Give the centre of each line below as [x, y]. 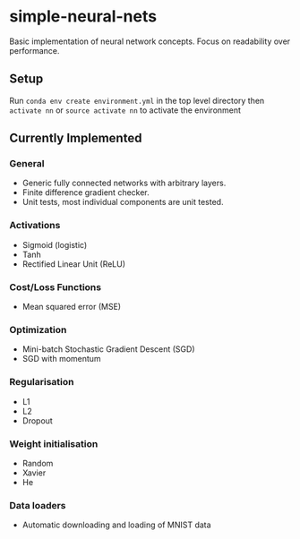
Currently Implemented [76, 138]
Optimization [38, 329]
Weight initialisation [54, 443]
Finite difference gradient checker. [86, 192]
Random [38, 463]
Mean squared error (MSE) [72, 307]
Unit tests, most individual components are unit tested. [123, 202]
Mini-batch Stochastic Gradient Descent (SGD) [108, 349]
